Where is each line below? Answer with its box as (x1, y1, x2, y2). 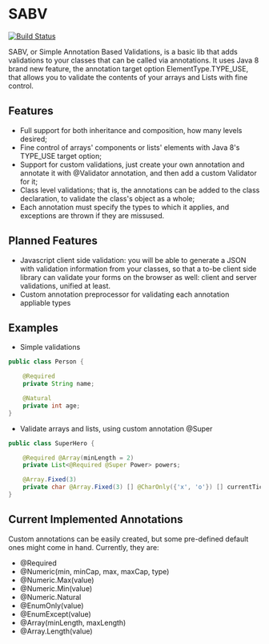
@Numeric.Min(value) (19, 583, 93, 593)
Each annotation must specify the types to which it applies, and (19, 202, 230, 212)
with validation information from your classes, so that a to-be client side (19, 264, 257, 273)
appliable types (19, 298, 71, 307)
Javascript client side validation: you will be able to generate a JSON (19, 255, 247, 265)
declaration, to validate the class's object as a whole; (19, 193, 195, 203)
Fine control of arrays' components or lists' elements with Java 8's (19, 142, 240, 152)
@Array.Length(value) (19, 626, 94, 636)
